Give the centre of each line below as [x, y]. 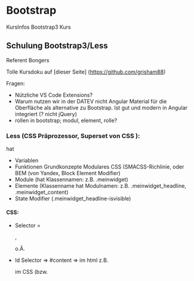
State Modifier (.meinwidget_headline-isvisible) [73, 198]
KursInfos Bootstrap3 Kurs [39, 27]
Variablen [27, 161]
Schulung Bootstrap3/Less [57, 46]
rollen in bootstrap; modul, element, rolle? [66, 120]
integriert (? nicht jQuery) [46, 114]
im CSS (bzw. [31, 272]
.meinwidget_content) [41, 193]
